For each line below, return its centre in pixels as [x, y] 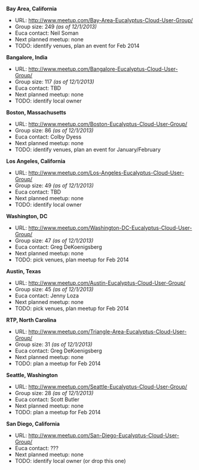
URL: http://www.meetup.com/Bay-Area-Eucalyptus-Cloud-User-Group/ [104, 20]
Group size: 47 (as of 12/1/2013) [54, 240]
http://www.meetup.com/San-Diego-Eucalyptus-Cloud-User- [104, 435]
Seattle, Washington [32, 375]
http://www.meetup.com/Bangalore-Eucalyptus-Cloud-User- [103, 69]
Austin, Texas [24, 271]
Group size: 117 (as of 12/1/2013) [54, 82]
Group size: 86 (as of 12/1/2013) [54, 130]
